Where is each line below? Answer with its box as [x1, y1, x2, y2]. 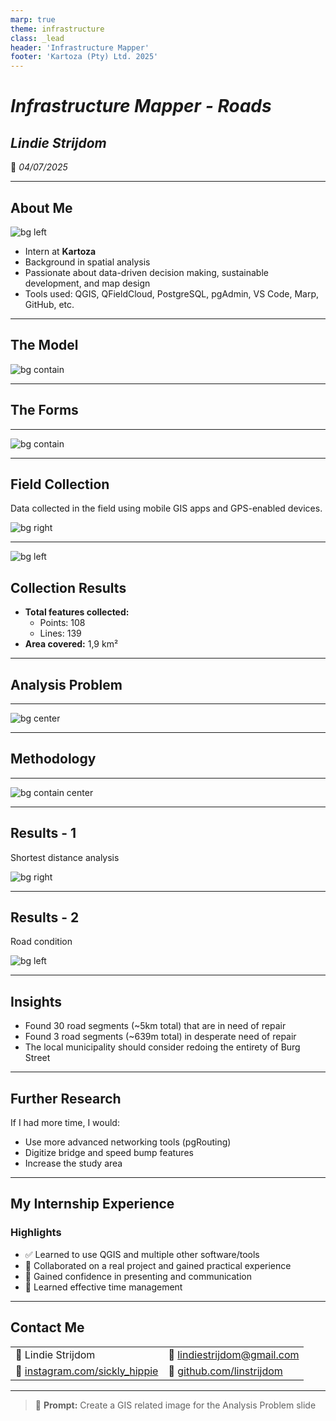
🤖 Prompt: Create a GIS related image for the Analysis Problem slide [34, 1399, 317, 1411]
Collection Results [10, 579, 127, 596]
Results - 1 [10, 825, 77, 842]
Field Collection [10, 476, 110, 493]
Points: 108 [39, 617, 86, 629]
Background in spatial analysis [24, 256, 151, 268]
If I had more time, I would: [10, 1117, 120, 1129]
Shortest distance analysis [10, 851, 120, 863]
